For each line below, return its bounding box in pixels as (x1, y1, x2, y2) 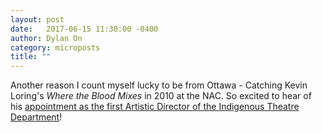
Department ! (10, 111, 63, 123)
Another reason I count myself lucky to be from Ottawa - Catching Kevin (10, 79, 308, 91)
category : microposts (10, 42, 101, 53)
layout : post (10, 14, 65, 25)
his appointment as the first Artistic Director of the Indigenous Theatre (10, 101, 300, 113)
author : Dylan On (10, 33, 83, 43)
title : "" (10, 52, 52, 62)
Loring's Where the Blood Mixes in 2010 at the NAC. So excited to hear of (10, 90, 312, 102)
